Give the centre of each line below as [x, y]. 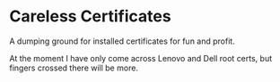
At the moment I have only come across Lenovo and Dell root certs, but [141, 58]
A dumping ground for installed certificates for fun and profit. [122, 41]
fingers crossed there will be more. [74, 68]
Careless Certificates [91, 16]
